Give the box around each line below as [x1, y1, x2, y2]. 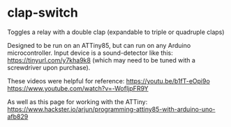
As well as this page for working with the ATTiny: [7, 97, 148, 105]
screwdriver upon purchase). [7, 63, 91, 71]
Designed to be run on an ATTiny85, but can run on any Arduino [7, 41, 191, 49]
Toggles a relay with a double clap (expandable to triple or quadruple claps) [7, 28, 225, 36]
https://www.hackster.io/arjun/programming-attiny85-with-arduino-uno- [7, 105, 216, 113]
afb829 [7, 112, 29, 121]
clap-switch [7, 5, 79, 21]
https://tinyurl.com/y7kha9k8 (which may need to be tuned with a [7, 56, 195, 64]
